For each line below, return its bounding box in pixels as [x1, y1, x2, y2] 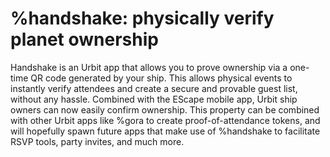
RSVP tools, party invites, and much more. [10, 135, 185, 147]
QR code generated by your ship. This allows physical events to [30, 72, 293, 84]
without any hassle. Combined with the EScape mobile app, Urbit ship [10, 93, 298, 105]
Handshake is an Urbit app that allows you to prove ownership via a [10, 61, 288, 73]
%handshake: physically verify [10, 7, 275, 30]
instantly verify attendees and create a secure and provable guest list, [10, 82, 298, 94]
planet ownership [10, 28, 159, 51]
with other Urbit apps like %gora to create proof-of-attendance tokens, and [10, 114, 321, 126]
